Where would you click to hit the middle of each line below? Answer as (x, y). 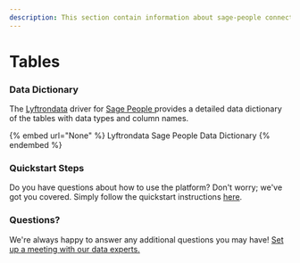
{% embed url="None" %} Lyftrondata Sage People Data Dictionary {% (140, 136)
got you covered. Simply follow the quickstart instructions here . (126, 197)
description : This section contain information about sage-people (135, 17)
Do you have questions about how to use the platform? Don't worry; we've (146, 187)
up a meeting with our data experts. (75, 249)
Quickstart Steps (47, 168)
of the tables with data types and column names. (99, 119)
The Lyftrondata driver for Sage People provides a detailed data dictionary (146, 109)
